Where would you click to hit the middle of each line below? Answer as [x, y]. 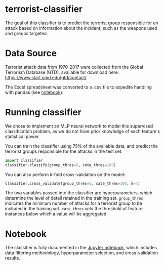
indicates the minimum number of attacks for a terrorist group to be [74, 203]
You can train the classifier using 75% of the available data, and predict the [82, 146]
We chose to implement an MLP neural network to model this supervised [79, 126]
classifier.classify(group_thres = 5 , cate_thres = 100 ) [61, 165]
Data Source [31, 53]
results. [13, 258]
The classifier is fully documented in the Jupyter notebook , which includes [81, 248]
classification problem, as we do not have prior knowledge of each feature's [82, 131]
